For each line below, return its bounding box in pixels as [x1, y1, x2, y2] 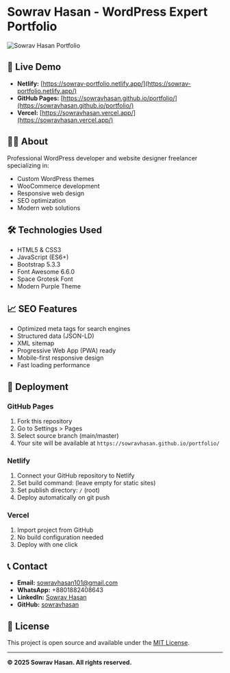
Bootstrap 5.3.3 [16, 260, 61, 269]
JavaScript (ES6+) [16, 253, 69, 261]
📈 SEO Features [7, 303, 77, 315]
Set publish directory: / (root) [16, 486, 101, 494]
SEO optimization [16, 196, 66, 204]
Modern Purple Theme [16, 282, 81, 291]
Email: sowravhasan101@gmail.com [16, 578, 118, 587]
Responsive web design [16, 189, 85, 197]
